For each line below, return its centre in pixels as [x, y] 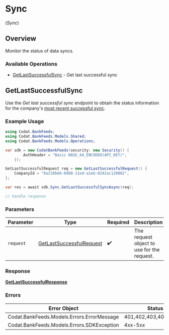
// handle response [26, 196]
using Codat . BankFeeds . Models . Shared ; [46, 137]
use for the [147, 250]
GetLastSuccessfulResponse [36, 282]
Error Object [64, 308]
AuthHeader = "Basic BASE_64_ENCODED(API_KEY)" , [75, 155]
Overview [21, 39]
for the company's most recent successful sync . [55, 108]
